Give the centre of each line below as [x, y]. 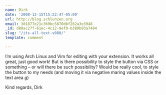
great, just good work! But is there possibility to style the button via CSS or [82, 61]
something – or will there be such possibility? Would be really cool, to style [82, 67]
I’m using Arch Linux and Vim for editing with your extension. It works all [79, 56]
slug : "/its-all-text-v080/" [35, 33]
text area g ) [17, 77]
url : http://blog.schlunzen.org [39, 19]
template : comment [24, 38]
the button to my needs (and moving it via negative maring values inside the [83, 72]
